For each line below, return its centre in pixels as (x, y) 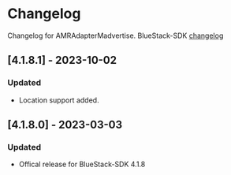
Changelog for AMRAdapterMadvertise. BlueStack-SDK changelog (115, 35)
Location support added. (59, 100)
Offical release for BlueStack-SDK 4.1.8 (82, 164)
